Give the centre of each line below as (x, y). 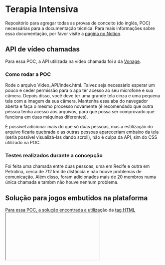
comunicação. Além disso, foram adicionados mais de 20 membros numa (81, 177)
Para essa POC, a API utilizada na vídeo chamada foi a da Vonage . (73, 61)
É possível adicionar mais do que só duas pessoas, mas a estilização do (79, 127)
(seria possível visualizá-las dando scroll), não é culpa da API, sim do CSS (81, 137)
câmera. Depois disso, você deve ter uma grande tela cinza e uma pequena (83, 96)
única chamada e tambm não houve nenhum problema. (62, 182)
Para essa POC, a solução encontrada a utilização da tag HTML (70, 210)
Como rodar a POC (28, 74)
